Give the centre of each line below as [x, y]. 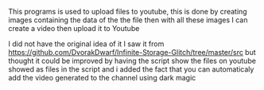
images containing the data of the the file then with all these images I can [128, 20]
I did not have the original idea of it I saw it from [86, 44]
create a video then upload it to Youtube [74, 28]
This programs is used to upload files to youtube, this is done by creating [128, 12]
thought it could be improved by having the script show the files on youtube [132, 61]
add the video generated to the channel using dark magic [102, 78]
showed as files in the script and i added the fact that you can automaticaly [131, 69]
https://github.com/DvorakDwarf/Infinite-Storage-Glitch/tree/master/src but [132, 52]
